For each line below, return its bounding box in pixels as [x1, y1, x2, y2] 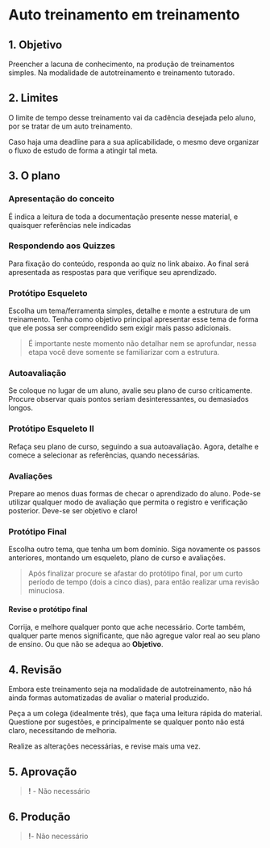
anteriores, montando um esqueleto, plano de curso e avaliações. [8, 553, 226, 563]
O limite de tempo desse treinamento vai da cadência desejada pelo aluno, [8, 112, 256, 122]
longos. [8, 403, 34, 413]
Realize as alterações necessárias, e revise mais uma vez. [8, 741, 201, 751]
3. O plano [8, 169, 60, 183]
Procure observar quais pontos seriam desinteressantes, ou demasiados [8, 394, 249, 404]
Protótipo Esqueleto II [8, 423, 94, 434]
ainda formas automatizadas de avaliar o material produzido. [8, 693, 210, 702]
